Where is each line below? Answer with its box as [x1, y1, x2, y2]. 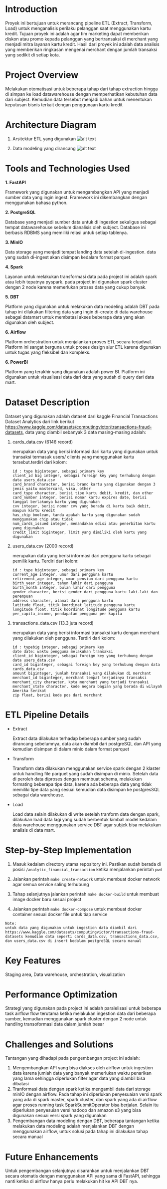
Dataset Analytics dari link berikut [5, 418, 75, 425]
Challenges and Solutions [5, 1039, 114, 1050]
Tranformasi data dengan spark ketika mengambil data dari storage [12, 1086, 151, 1092]
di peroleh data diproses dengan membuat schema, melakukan [12, 776, 142, 782]
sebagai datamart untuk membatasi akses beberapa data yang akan [5, 314, 145, 320]
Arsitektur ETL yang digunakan [12, 136, 76, 142]
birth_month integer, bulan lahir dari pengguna [12, 585, 116, 590]
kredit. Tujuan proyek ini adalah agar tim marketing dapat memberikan [5, 30, 149, 36]
